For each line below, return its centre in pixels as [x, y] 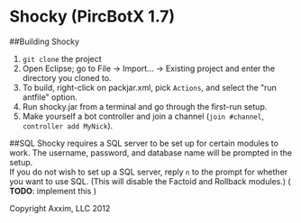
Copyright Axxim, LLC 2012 [60, 208]
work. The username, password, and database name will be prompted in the [151, 152]
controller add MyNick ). [68, 125]
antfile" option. [50, 97]
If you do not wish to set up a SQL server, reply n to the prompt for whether [149, 172]
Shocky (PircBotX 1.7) [92, 17]
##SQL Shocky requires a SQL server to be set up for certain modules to [144, 143]
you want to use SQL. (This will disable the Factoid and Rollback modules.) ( [150, 181]
